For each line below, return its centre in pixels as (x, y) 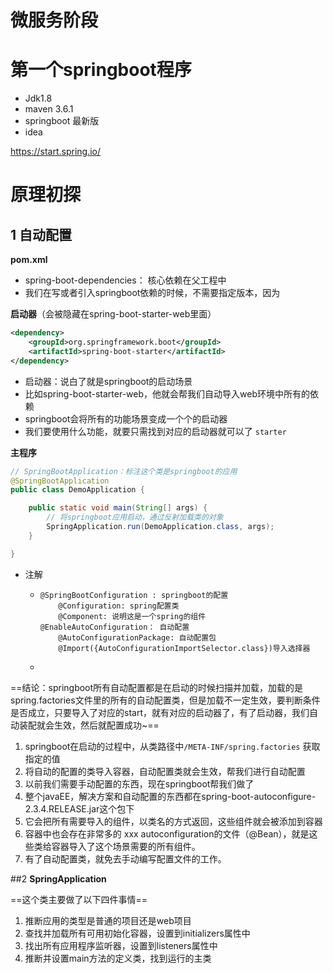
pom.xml (29, 260)
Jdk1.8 (38, 98)
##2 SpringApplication (58, 878)
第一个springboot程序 (101, 70)
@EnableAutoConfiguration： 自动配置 (114, 627)
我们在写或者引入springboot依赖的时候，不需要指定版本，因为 (152, 293)
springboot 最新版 (62, 121)
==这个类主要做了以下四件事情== (79, 899)
